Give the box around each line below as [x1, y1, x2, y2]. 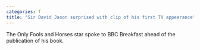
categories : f [6, 8, 42, 15]
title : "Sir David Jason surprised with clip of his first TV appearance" [6, 14, 196, 20]
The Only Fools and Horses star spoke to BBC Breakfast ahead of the [6, 30, 176, 37]
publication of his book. [6, 37, 64, 44]
